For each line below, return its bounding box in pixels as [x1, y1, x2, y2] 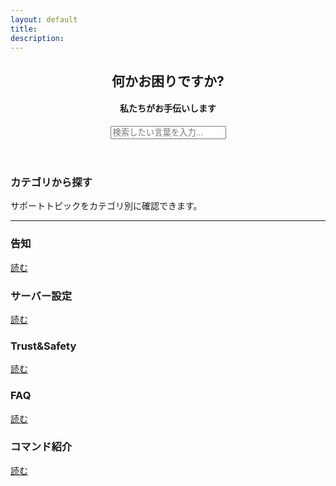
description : [10, 33, 65, 43]
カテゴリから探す [10, 175, 93, 189]
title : [10, 24, 38, 34]
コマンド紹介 [10, 440, 73, 454]
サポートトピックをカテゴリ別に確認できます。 [10, 200, 203, 212]
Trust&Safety [10, 339, 77, 353]
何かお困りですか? [111, 72, 225, 90]
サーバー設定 [10, 289, 72, 303]
